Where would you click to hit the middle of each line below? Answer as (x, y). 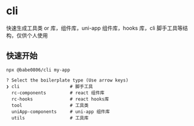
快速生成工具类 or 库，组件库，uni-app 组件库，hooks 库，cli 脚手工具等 (94, 28)
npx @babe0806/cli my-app (38, 70)
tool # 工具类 (50, 105)
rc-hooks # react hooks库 (60, 99)
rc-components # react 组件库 (58, 93)
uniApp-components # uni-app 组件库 (61, 112)
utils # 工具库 (50, 118)
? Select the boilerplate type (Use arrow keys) (67, 80)
